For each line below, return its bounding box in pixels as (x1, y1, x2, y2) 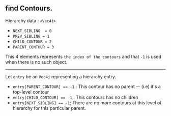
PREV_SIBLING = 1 (12, 34, 50, 39)
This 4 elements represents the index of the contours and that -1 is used (5, 53, 161, 60)
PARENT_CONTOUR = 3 (12, 44, 54, 50)
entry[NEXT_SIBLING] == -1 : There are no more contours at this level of (12, 99, 162, 106)
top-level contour (12, 89, 49, 95)
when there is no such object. (5, 59, 68, 65)
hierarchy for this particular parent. (12, 105, 87, 111)
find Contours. (5, 4, 52, 13)
